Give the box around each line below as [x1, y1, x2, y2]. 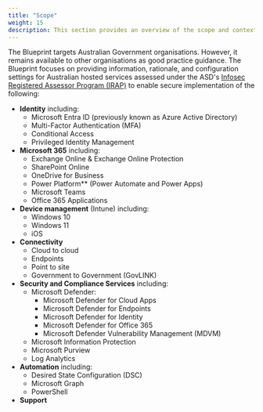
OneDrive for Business [31, 171, 104, 180]
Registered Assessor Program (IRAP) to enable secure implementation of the [8, 81, 255, 90]
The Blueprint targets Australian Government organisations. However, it [8, 48, 238, 57]
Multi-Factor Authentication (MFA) [31, 121, 142, 130]
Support [19, 396, 48, 405]
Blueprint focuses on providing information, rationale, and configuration [8, 64, 239, 74]
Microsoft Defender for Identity [42, 313, 143, 322]
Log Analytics [31, 354, 76, 363]
